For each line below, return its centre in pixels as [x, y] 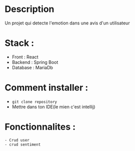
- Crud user [17, 140]
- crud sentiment [23, 145]
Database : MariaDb [32, 67]
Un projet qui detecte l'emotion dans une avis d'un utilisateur [67, 23]
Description [29, 9]
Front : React [25, 57]
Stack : [19, 43]
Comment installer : [46, 88]
